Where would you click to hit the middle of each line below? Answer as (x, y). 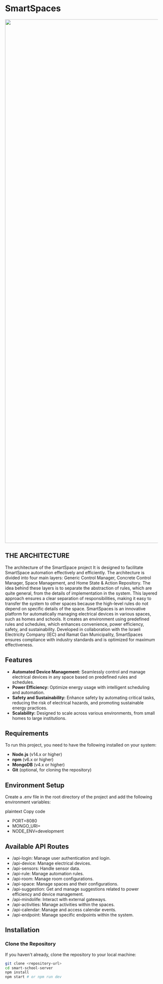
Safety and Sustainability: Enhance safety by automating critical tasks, (83, 698)
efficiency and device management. (48, 894)
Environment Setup (35, 785)
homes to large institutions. (39, 718)
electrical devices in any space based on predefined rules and (74, 677)
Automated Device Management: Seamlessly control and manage (79, 672)
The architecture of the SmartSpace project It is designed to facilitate (74, 567)
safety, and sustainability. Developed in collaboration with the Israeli (73, 629)
